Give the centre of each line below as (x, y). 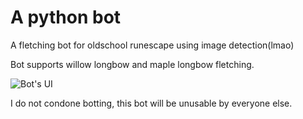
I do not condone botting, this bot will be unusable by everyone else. (151, 103)
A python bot (66, 17)
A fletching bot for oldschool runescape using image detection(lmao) (152, 45)
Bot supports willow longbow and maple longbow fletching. (132, 64)
